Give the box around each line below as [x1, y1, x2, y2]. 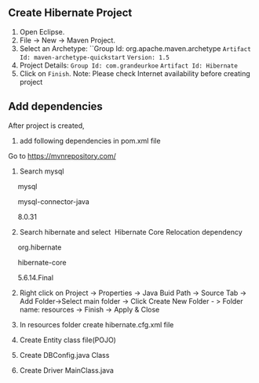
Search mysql [19, 166, 64, 176]
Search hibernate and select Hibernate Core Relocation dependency [19, 227, 243, 236]
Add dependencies [8, 100, 104, 113]
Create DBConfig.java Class [19, 350, 110, 359]
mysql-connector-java [17, 196, 90, 206]
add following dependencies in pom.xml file [19, 136, 161, 145]
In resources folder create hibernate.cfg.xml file [19, 319, 174, 329]
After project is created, [8, 121, 85, 130]
